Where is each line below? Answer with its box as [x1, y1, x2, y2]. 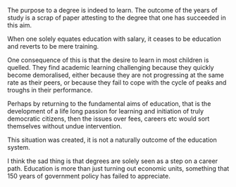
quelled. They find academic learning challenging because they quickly [7, 64, 214, 71]
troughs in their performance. [7, 86, 93, 94]
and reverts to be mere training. [7, 42, 99, 50]
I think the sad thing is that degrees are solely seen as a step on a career [7, 157, 218, 165]
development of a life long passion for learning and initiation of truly [7, 107, 204, 115]
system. [7, 143, 30, 151]
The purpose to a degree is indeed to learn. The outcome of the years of [7, 6, 218, 14]
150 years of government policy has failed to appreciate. [7, 172, 170, 180]
